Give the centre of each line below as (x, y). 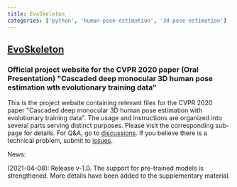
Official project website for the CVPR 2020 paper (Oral (103, 70)
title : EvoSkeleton (36, 14)
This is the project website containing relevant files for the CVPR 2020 (110, 103)
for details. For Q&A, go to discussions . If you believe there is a (116, 133)
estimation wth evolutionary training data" (82, 87)
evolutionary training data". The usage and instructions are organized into (115, 118)
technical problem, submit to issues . (60, 141)
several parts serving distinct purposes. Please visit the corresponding (111, 126)
